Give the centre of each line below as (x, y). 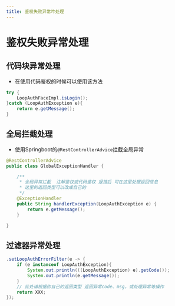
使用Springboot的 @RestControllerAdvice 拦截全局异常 (79, 149)
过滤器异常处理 (33, 245)
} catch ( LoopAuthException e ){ (44, 104)
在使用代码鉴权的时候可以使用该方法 (59, 81)
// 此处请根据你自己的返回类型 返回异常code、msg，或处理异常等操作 (90, 287)
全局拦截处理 (29, 134)
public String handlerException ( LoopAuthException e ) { (87, 204)
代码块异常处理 (33, 66)
